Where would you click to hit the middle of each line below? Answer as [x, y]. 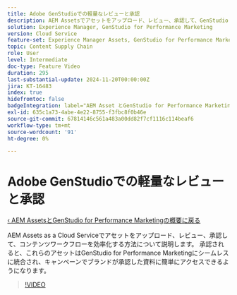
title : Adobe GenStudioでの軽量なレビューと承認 [74, 14]
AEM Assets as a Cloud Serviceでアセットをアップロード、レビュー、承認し [117, 235]
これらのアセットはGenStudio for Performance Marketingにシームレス [127, 253]
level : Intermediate [38, 60]
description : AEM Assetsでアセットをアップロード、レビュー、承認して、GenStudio [118, 20]
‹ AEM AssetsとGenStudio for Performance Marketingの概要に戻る [104, 220]
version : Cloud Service [42, 34]
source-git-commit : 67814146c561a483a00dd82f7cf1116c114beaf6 [101, 119]
